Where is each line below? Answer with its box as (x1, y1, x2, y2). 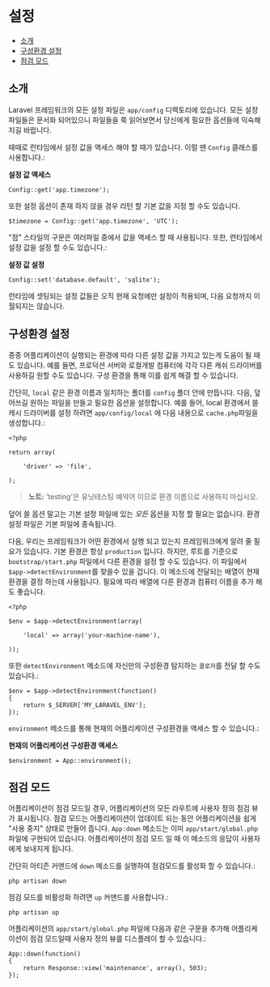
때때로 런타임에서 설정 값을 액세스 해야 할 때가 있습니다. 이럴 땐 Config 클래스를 (8, 142, 259, 152)
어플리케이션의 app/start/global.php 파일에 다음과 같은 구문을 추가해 (8, 924, 230, 934)
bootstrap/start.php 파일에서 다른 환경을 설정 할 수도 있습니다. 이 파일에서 (8, 556, 247, 566)
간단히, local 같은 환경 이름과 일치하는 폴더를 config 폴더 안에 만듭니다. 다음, (8, 388, 252, 397)
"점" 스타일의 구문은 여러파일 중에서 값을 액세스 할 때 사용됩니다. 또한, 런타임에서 (8, 232, 263, 242)
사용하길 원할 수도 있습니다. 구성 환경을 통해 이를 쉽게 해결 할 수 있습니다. (8, 370, 238, 380)
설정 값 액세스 (8, 169, 51, 179)
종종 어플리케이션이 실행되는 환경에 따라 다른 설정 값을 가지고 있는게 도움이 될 (8, 349, 252, 360)
